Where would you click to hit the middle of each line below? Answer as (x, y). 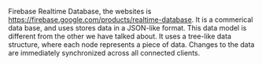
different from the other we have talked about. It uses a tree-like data (120, 36)
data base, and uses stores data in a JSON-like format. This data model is (127, 28)
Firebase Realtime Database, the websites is (80, 11)
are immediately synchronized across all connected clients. (104, 53)
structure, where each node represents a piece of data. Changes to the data (131, 45)
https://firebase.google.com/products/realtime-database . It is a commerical (131, 20)
